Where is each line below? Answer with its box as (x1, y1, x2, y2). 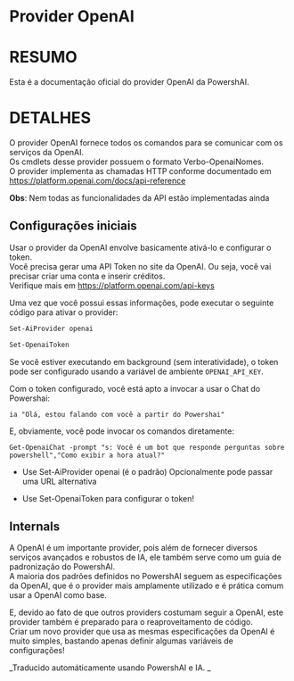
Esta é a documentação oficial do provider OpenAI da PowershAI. (9, 77, 249, 87)
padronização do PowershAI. (9, 561, 116, 572)
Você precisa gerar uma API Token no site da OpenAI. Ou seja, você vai (9, 261, 272, 271)
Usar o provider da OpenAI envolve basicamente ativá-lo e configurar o (9, 242, 272, 253)
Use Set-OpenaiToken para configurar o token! (21, 493, 194, 503)
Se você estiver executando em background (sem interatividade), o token (9, 356, 279, 367)
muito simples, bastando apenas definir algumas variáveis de (9, 635, 234, 646)
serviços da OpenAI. (9, 147, 85, 158)
